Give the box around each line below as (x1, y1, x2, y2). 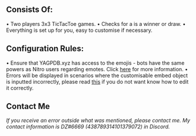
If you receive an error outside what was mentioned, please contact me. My (6, 117, 190, 124)
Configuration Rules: (6, 44, 84, 54)
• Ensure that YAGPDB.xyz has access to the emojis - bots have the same (6, 59, 185, 67)
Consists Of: (6, 5, 53, 15)
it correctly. (6, 84, 34, 91)
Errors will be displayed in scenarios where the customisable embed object (6, 72, 188, 79)
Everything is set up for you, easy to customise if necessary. (6, 26, 153, 34)
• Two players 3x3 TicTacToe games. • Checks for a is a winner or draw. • (6, 20, 186, 27)
